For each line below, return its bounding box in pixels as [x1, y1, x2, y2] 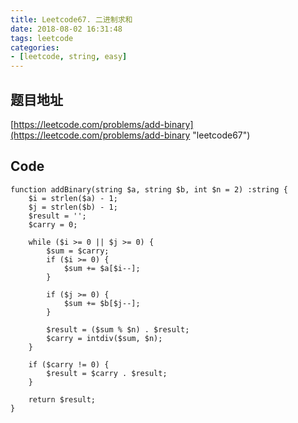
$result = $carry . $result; [46, 368, 168, 378]
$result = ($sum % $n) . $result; [46, 324, 190, 335]
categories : [10, 42, 60, 53]
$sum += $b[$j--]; [63, 298, 141, 308]
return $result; [28, 394, 97, 405]
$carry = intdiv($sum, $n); [46, 333, 163, 343]
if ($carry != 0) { [28, 359, 110, 370]
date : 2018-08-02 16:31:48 [10, 24, 123, 34]
